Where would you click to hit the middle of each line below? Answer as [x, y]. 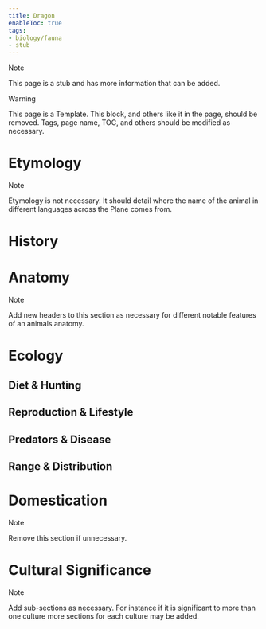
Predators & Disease [60, 439]
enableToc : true [35, 23]
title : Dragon [32, 16]
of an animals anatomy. [47, 324]
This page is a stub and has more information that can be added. [114, 84]
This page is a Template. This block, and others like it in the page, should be [133, 114]
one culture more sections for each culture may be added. [104, 616]
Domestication [58, 500]
